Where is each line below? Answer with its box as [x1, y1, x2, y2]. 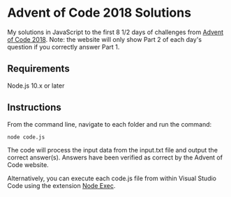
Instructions [7, 102, 61, 113]
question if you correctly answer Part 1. [7, 42, 120, 51]
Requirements [7, 63, 70, 74]
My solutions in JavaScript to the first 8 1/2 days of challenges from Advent [7, 28, 224, 36]
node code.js [7, 134, 45, 141]
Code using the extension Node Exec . [7, 181, 116, 189]
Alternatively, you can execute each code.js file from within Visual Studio [7, 174, 217, 182]
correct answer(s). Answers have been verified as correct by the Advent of [7, 153, 223, 161]
